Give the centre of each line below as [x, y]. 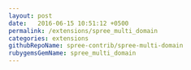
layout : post [30, 16]
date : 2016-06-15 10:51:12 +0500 [69, 23]
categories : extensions [49, 38]
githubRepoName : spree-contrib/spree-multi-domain [96, 46]
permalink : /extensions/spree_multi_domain [83, 31]
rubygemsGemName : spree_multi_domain [72, 53]
